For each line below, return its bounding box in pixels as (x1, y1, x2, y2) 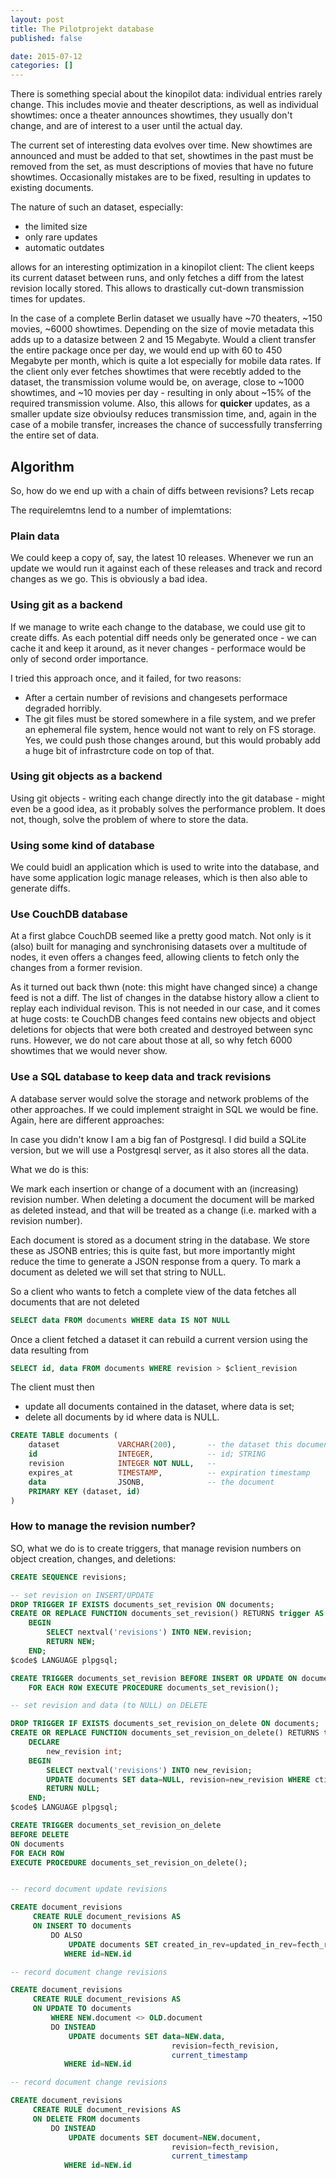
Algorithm (10, 458, 75, 475)
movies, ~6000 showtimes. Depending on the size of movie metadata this (10, 323, 315, 335)
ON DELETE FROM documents (32, 2114, 141, 2124)
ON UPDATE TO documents (32, 2004, 132, 2014)
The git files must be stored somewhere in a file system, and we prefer (24, 712, 317, 725)
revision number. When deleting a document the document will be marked (10, 1193, 315, 1205)
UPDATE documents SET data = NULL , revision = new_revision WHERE (46, 1774, 311, 1785)
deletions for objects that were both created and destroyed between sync (10, 1024, 314, 1036)
